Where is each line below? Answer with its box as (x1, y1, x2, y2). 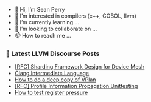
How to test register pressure (14, 89, 88, 97)
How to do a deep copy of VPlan (14, 76, 96, 83)
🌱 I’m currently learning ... (14, 19, 80, 25)
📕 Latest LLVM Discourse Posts (5, 49, 100, 58)
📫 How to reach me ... (14, 32, 71, 39)
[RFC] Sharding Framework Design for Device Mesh (14, 63, 145, 70)
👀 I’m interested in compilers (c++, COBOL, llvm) (14, 12, 136, 19)
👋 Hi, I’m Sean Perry (14, 6, 65, 13)
